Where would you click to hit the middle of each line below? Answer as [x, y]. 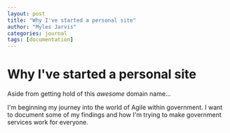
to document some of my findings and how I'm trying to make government [115, 115]
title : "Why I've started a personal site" [72, 20]
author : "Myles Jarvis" [42, 27]
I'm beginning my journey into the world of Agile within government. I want [115, 107]
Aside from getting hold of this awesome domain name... [89, 94]
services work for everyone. [48, 122]
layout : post [26, 14]
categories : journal [38, 33]
